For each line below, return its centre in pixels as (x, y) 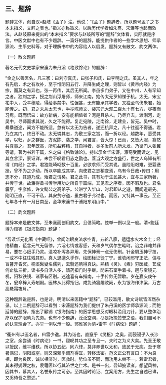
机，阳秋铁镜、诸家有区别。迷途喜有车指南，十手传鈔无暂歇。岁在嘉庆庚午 (81, 276)
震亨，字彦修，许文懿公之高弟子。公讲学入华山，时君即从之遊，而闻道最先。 (83, 189)
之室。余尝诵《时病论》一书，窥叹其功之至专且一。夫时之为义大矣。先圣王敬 (83, 341)
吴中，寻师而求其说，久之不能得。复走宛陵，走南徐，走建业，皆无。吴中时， (83, 121)
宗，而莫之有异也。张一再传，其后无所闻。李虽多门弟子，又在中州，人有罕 (81, 90)
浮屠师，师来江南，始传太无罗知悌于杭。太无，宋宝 (109, 96)
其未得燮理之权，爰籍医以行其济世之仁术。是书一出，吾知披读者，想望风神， (83, 365)
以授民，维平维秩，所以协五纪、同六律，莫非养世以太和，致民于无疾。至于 (81, 346)
